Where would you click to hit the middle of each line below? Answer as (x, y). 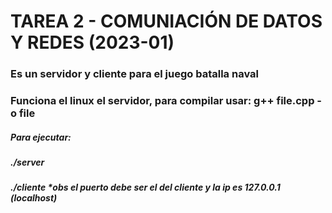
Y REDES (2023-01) (92, 42)
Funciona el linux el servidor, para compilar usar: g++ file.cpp (162, 101)
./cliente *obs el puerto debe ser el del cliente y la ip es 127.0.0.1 (145, 187)
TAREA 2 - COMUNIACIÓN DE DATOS (166, 21)
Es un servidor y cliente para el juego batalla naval (134, 74)
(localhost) (34, 198)
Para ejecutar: (41, 137)
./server (27, 162)
